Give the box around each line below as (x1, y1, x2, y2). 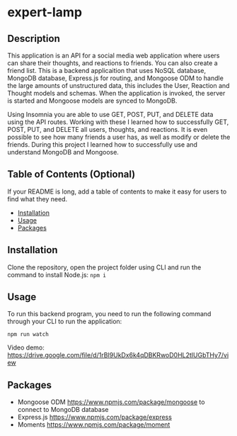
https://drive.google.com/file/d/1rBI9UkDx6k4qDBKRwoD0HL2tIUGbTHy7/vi (7, 351, 229, 359)
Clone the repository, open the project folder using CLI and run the (7, 263, 202, 272)
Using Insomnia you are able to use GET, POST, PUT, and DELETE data (7, 111, 214, 118)
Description (7, 33, 60, 45)
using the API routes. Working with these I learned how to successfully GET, (7, 118, 229, 126)
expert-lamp (7, 4, 83, 21)
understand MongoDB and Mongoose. (7, 148, 119, 156)
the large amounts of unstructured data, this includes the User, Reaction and (7, 82, 230, 89)
